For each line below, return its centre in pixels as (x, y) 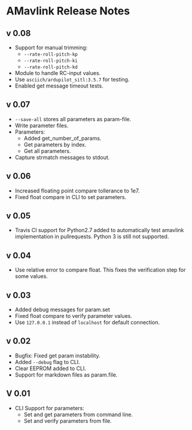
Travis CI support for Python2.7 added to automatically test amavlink (99, 230)
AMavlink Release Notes (68, 11)
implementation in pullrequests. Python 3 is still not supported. (92, 237)
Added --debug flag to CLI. (48, 362)
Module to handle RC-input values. (58, 73)
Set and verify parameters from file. (68, 420)
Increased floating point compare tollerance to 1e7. (77, 191)
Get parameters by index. (55, 145)
